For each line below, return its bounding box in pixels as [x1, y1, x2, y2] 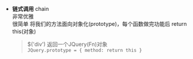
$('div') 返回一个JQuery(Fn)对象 [27, 41, 108, 48]
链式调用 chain [12, 5, 49, 12]
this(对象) [12, 28, 37, 35]
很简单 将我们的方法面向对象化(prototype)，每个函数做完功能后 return [12, 20, 188, 27]
